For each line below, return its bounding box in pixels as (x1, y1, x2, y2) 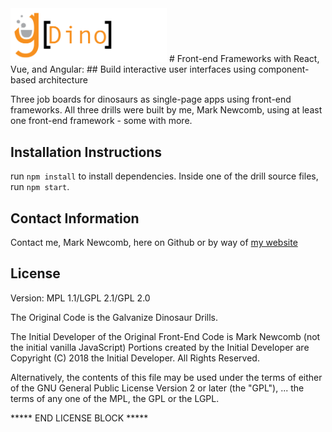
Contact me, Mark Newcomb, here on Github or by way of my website (10, 237, 298, 249)
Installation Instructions (10, 143, 163, 161)
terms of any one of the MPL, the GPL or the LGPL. (10, 392, 220, 404)
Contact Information (10, 210, 140, 227)
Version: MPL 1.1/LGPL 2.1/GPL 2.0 (10, 292, 151, 304)
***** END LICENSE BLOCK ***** (10, 412, 149, 424)
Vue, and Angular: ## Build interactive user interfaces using (10, 63, 257, 76)
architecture (38, 74, 88, 86)
